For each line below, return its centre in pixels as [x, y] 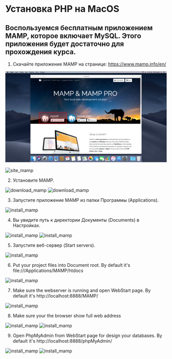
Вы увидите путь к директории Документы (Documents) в [76, 220]
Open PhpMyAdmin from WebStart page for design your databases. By [87, 335]
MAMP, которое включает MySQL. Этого [73, 36]
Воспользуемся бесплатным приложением [79, 28]
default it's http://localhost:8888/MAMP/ [55, 295]
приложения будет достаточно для [65, 44]
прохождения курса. [41, 52]
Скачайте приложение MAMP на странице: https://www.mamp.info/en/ [89, 64]
